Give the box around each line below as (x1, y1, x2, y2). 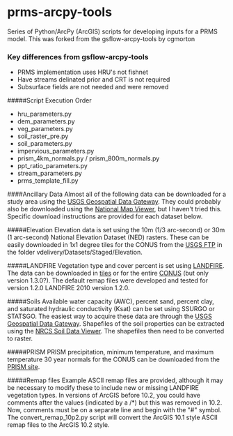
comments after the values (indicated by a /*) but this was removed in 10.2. (7, 398, 223, 407)
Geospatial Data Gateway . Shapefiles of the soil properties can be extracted (7, 320, 225, 328)
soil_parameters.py (17, 140, 72, 148)
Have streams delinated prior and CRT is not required (17, 75, 170, 84)
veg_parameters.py (17, 125, 73, 133)
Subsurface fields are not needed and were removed (17, 83, 169, 91)
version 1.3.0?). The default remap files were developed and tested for (7, 276, 209, 285)
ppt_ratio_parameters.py (17, 162, 88, 170)
